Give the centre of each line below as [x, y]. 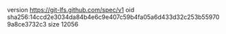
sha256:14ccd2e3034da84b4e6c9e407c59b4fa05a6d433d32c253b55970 [113, 17]
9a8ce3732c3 [27, 24]
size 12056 [63, 24]
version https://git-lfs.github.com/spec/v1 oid [71, 10]
